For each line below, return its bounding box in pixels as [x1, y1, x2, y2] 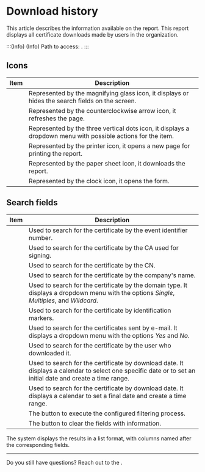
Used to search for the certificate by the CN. [28, 261, 156, 269]
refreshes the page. [28, 114, 85, 123]
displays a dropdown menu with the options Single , [28, 288, 175, 297]
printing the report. [28, 149, 83, 158]
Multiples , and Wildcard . [28, 296, 99, 305]
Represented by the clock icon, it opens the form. [28, 176, 170, 185]
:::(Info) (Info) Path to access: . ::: [6, 43, 90, 50]
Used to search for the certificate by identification [28, 306, 171, 314]
